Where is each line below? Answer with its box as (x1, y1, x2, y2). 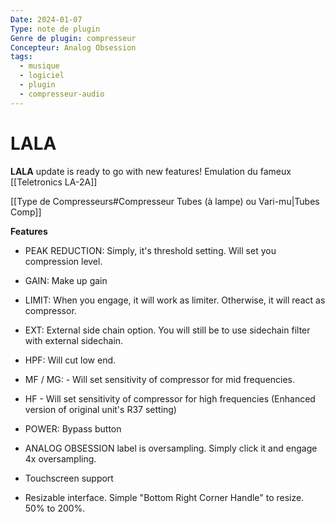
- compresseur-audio (19, 89, 105, 99)
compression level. (24, 255, 103, 267)
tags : (10, 52, 33, 62)
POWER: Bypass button (24, 422, 122, 435)
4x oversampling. (24, 452, 97, 465)
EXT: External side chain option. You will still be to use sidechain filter (24, 324, 311, 336)
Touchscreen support (24, 472, 114, 484)
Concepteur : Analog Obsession (10, 42, 137, 53)
